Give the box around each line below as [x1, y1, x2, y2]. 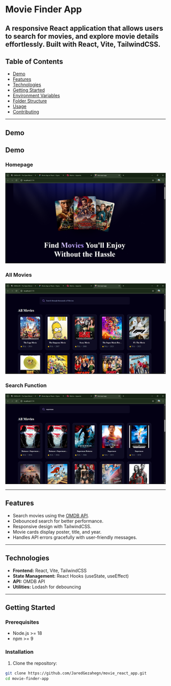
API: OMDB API [12, 578, 45, 584]
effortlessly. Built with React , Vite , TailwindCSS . [5, 40, 161, 49]
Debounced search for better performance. [12, 518, 104, 524]
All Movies [5, 271, 32, 279]
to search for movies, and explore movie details [5, 32, 159, 40]
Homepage [5, 161, 33, 168]
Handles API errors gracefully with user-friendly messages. [12, 534, 137, 540]
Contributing [12, 109, 39, 115]
